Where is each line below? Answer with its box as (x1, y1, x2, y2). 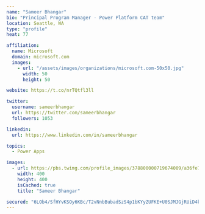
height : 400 (17, 176, 48, 182)
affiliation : (6, 43, 40, 49)
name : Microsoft (12, 48, 53, 55)
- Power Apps (12, 148, 45, 155)
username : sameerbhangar (12, 104, 75, 110)
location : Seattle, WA (6, 20, 64, 26)
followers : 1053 (12, 115, 53, 122)
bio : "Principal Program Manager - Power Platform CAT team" (6, 15, 165, 21)
